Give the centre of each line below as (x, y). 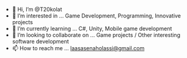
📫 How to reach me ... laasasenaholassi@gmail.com (78, 48)
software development (40, 41)
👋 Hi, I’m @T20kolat (37, 9)
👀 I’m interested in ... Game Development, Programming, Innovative (97, 16)
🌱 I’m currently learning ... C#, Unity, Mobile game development (92, 28)
